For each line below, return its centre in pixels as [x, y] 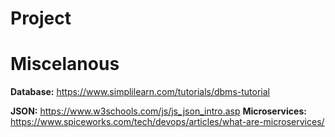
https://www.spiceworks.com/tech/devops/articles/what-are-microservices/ [167, 122]
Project [41, 18]
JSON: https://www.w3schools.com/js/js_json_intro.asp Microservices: [158, 111]
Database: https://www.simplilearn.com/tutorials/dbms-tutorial [140, 92]
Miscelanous [65, 64]
